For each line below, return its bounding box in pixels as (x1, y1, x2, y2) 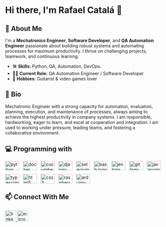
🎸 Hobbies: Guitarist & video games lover (12, 76, 97, 82)
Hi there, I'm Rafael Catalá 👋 (5, 4, 123, 16)
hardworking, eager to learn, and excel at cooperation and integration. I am (5, 119, 159, 125)
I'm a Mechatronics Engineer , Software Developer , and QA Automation (5, 37, 154, 43)
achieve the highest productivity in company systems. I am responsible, (5, 114, 152, 120)
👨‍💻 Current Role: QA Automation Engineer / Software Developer (12, 71, 144, 76)
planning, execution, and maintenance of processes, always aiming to (5, 109, 148, 114)
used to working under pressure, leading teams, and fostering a (5, 124, 136, 130)
